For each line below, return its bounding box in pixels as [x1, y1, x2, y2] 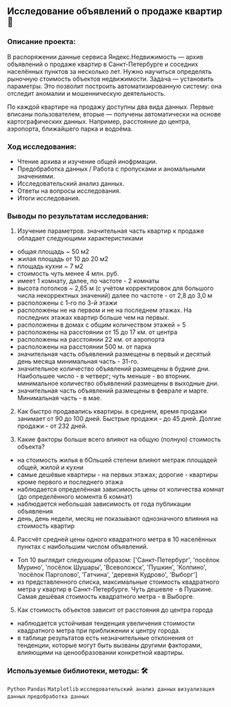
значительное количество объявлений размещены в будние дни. [17, 365, 210, 373]
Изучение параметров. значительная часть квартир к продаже [17, 227, 205, 235]
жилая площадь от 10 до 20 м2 [17, 255, 109, 263]
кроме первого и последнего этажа [17, 478, 123, 486]
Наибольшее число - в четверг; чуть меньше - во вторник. [17, 372, 192, 380]
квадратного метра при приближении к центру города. [17, 626, 181, 635]
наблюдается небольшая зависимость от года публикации [17, 500, 192, 509]
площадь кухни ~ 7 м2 [17, 262, 84, 271]
